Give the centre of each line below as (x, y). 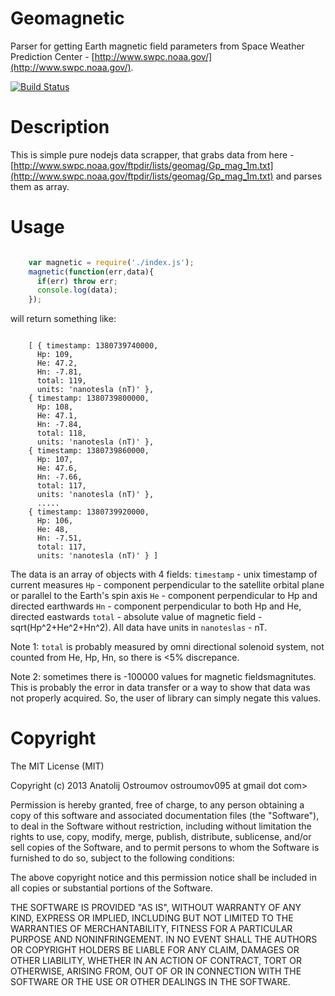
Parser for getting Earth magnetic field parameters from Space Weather (157, 46)
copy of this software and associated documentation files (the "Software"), (165, 816)
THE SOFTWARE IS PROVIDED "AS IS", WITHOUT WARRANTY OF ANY (156, 908)
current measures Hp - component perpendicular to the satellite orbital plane (167, 585)
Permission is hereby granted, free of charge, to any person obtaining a (157, 805)
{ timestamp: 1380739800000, (89, 398)
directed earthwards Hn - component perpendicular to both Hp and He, (156, 606)
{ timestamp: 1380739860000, (89, 451)
